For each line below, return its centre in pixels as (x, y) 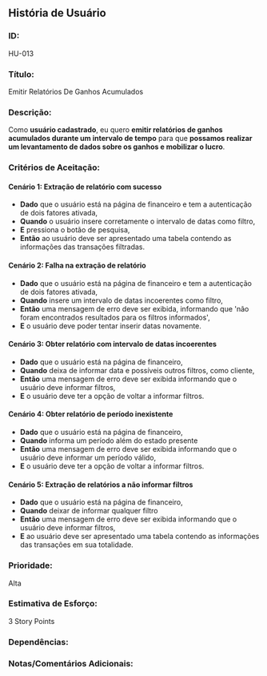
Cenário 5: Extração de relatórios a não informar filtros (101, 485)
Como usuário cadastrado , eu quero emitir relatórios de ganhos (116, 130)
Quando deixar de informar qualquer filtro (89, 511)
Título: (21, 74)
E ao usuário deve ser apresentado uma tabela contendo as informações (139, 537)
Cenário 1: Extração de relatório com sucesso (85, 187)
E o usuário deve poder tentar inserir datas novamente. (111, 326)
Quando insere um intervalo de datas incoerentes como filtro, (122, 300)
